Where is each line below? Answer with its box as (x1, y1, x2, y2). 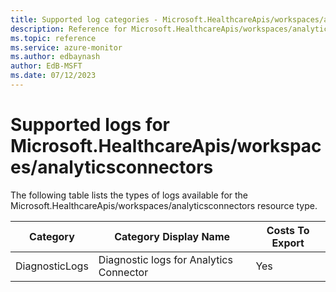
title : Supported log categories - (10, 14, 159, 25)
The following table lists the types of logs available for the (10, 189, 249, 201)
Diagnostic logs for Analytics (98, 252, 233, 266)
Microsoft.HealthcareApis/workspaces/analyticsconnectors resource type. (10, 199, 318, 211)
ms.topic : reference (10, 33, 97, 43)
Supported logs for (10, 114, 171, 136)
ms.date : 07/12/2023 (10, 71, 97, 81)
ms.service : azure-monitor (10, 42, 123, 53)
